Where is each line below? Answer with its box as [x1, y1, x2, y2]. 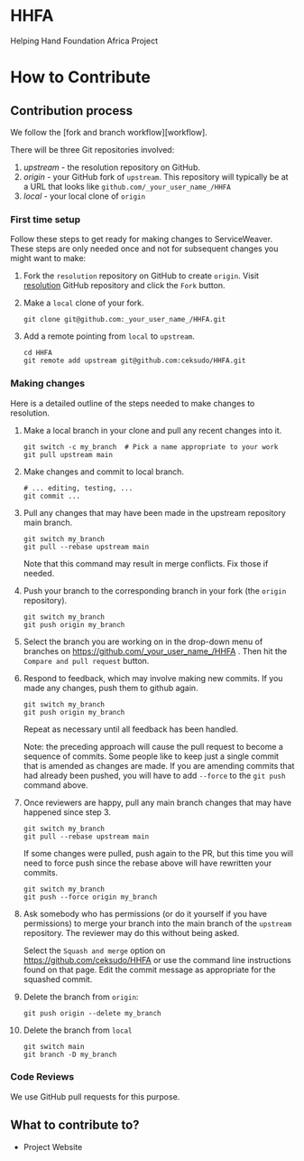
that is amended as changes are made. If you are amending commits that [23, 760, 295, 771]
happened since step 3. [23, 806, 112, 818]
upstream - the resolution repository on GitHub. [23, 162, 201, 173]
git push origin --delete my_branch [23, 1008, 161, 1017]
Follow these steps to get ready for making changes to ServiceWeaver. [10, 234, 273, 245]
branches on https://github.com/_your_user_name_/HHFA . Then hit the [23, 645, 288, 656]
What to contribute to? [10, 1118, 140, 1133]
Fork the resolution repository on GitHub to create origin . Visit [23, 270, 260, 281]
